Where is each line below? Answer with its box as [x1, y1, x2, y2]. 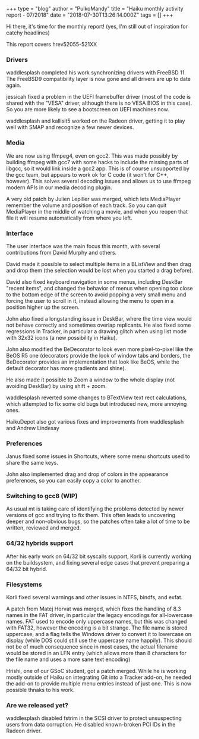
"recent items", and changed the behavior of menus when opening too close [6, 284, 193, 292]
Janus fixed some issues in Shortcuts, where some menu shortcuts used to [6, 453, 190, 460]
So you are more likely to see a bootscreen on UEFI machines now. [6, 106, 169, 113]
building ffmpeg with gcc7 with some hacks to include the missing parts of [6, 158, 189, 165]
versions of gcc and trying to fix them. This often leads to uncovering [6, 512, 176, 519]
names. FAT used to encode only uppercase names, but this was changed [6, 618, 187, 625]
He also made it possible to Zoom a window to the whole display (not [6, 376, 175, 383]
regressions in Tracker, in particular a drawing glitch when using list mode [6, 327, 187, 335]
